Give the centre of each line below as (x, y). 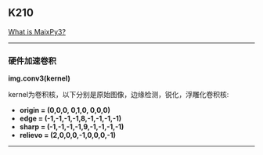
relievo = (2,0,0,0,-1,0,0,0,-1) (67, 135)
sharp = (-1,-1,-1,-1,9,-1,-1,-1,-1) (72, 127)
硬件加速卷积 (32, 60)
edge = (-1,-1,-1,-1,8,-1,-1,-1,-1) (70, 119)
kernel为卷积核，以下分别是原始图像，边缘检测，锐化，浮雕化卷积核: (119, 95)
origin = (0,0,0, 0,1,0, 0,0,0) (65, 110)
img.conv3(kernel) (39, 78)
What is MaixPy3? (37, 31)
